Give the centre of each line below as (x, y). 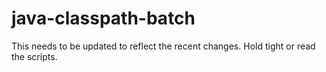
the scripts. (34, 56)
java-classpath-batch (103, 18)
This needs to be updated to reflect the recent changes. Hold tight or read (163, 46)
